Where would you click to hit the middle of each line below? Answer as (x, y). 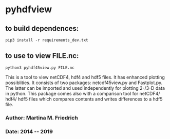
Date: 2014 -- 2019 (29, 131)
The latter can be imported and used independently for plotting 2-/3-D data (85, 88)
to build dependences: (42, 28)
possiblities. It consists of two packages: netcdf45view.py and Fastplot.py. (84, 83)
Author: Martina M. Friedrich (42, 117)
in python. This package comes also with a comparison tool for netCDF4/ (83, 93)
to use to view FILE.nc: (42, 56)
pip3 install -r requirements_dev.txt (47, 40)
